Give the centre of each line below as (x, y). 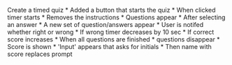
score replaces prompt (40, 54)
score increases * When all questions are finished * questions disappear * (114, 39)
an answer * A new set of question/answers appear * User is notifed (106, 25)
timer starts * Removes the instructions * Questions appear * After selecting (116, 17)
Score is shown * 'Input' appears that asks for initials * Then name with (109, 47)
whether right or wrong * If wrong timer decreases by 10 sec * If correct (111, 32)
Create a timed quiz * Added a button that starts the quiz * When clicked (111, 10)
